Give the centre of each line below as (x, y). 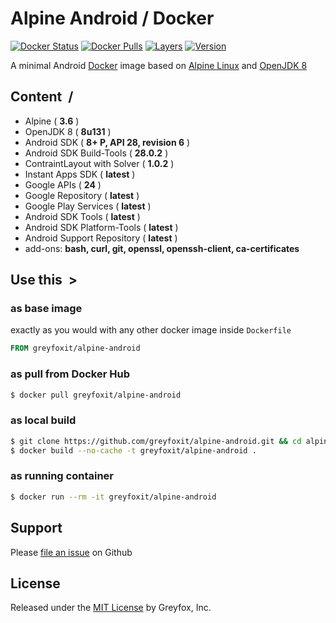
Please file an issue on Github (71, 552)
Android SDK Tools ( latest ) (82, 216)
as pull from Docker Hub (70, 374)
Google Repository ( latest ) (82, 195)
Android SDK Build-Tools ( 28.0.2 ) (96, 153)
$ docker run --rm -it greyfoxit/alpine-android (113, 497)
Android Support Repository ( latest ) (101, 238)
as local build (43, 420)
